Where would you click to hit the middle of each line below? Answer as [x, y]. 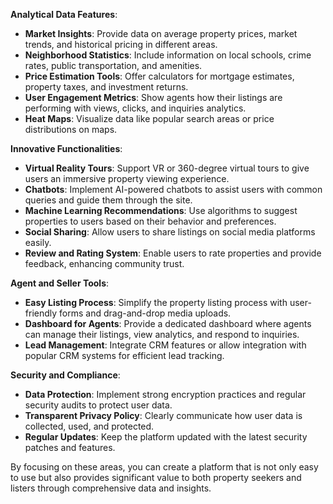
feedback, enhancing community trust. [104, 263]
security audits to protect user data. [98, 405]
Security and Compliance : [65, 375]
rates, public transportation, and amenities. [113, 65]
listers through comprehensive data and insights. [111, 488]
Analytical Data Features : [64, 14]
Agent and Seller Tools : [60, 283]
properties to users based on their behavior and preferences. [150, 221]
